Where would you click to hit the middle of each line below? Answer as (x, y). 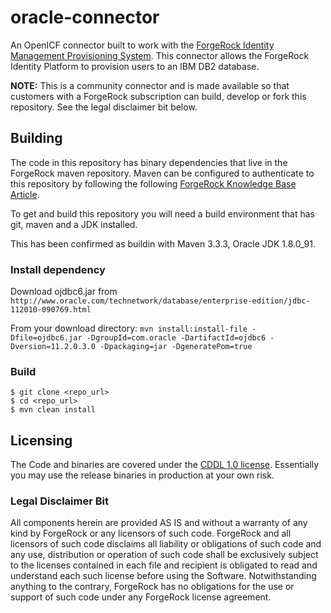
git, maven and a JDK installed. (74, 224)
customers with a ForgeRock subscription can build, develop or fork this (158, 96)
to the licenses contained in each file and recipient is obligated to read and (164, 565)
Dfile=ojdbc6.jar (46, 338)
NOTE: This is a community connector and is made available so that (150, 85)
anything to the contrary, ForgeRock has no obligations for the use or (152, 587)
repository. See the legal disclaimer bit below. (104, 107)
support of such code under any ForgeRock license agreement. (141, 597)
